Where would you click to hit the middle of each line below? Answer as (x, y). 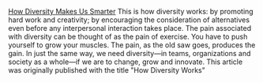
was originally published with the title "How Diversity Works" (107, 70)
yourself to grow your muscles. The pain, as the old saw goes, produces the (132, 45)
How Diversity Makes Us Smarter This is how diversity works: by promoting (131, 11)
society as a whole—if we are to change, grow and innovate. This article (126, 62)
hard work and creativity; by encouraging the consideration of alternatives (129, 20)
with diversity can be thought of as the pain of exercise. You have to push (128, 36)
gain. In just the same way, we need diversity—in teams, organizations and (130, 53)
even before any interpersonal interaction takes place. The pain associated (130, 28)
